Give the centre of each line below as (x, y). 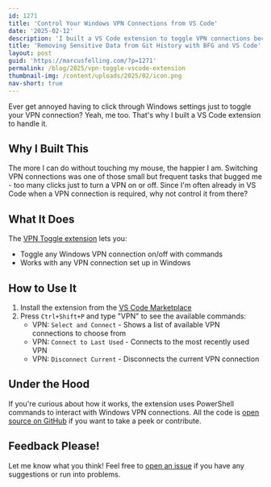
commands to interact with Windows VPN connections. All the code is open (134, 412)
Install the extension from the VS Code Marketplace (106, 307)
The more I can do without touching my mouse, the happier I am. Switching (133, 168)
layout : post (30, 53)
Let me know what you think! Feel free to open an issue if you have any (126, 465)
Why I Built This (48, 149)
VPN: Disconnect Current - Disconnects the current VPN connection (146, 359)
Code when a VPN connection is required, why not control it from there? (128, 194)
